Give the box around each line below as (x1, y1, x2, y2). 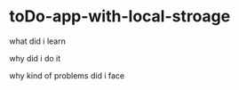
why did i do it (9, 53, 61, 63)
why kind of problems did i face (9, 70, 125, 81)
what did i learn (9, 36, 67, 46)
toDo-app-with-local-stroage (9, 6, 231, 27)
